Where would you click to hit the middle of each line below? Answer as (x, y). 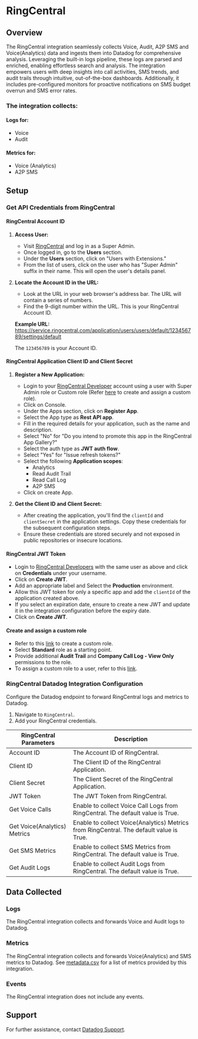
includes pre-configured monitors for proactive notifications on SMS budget (98, 84)
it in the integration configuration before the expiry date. (83, 611)
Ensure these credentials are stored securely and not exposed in (102, 534)
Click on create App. (48, 493)
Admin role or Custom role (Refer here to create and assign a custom (107, 392)
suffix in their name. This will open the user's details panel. (95, 271)
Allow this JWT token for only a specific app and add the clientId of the (103, 592)
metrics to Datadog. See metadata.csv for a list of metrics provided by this (96, 962)
